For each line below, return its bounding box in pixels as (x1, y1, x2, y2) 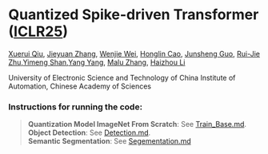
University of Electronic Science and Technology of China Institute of (8, 73, 236, 82)
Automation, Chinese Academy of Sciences (8, 81, 152, 91)
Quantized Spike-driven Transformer (8, 6, 259, 24)
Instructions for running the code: (8, 101, 142, 113)
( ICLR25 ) (8, 22, 68, 41)
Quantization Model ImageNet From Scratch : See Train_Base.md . (27, 120, 246, 129)
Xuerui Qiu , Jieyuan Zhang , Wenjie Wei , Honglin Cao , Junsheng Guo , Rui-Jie (8, 49, 260, 58)
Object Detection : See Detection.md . (27, 128, 151, 137)
